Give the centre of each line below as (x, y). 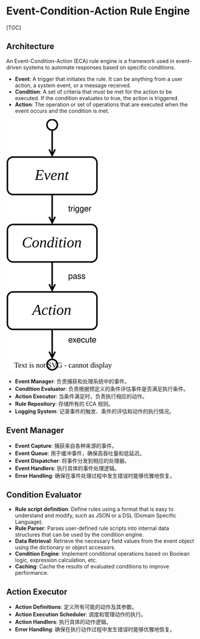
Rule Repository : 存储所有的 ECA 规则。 (64, 403)
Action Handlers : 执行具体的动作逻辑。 (63, 622)
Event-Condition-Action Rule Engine (98, 11)
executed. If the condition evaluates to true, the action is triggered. (97, 98)
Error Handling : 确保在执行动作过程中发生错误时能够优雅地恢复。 (95, 629)
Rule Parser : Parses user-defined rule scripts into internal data (92, 528)
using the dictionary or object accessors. (65, 547)
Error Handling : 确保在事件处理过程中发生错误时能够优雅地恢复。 (95, 475)
